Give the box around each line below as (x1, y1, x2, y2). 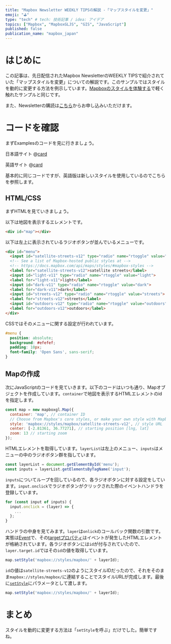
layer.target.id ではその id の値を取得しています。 (5, 547, 110, 553)
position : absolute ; (10, 335, 53, 340)
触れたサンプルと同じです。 (5, 91, 63, 97)
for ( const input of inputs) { (5, 499, 72, 504)
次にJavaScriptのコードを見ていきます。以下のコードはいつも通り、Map (5, 384, 157, 390)
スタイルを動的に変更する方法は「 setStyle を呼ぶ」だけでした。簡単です (5, 627, 158, 633)
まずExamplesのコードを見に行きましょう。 (5, 140, 97, 146)
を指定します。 (5, 397, 37, 403)
